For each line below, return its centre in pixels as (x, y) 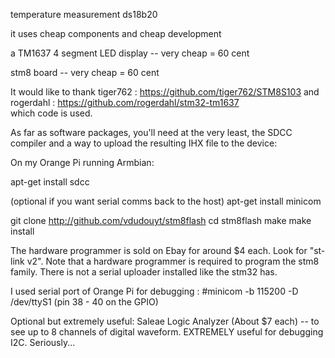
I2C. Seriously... (43, 342)
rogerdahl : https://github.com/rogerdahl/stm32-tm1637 (125, 102)
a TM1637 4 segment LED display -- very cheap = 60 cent (130, 53)
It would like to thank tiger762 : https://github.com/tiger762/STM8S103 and (165, 92)
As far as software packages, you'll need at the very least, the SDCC (151, 132)
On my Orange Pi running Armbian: (82, 162)
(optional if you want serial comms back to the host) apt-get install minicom (166, 201)
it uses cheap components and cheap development (116, 33)
